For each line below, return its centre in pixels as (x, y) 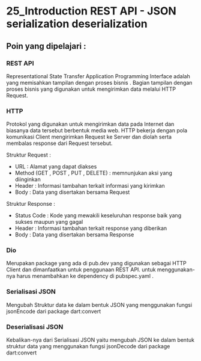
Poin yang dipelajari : (46, 46)
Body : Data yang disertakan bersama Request (72, 192)
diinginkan (28, 179)
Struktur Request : (28, 155)
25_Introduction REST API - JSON (91, 11)
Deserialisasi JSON (35, 327)
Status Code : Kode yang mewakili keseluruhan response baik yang (98, 215)
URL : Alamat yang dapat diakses (56, 167)
